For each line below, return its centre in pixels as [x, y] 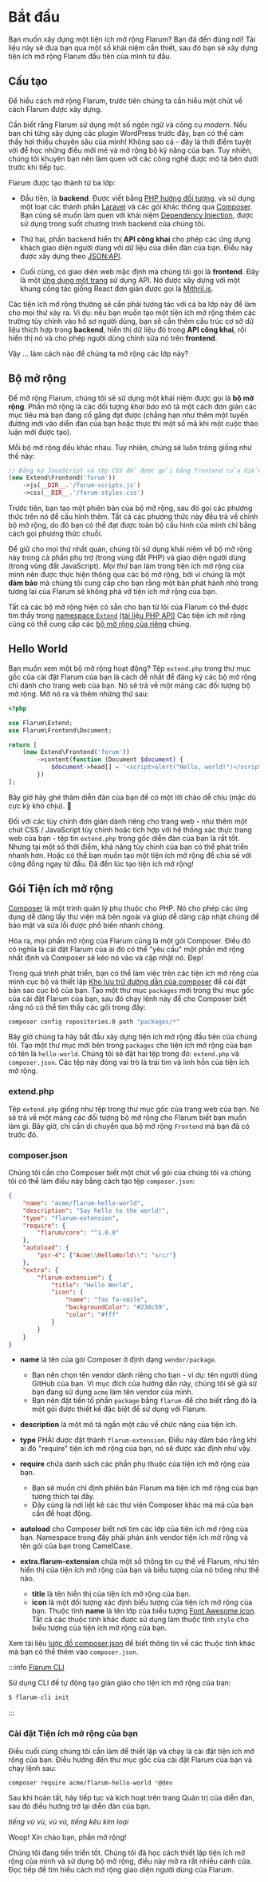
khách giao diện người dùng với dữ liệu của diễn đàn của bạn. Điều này [136, 247]
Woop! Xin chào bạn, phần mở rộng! [67, 1837]
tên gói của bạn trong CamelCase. [76, 1546]
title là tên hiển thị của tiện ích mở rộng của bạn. [111, 1594]
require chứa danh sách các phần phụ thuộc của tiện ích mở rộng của [134, 1464]
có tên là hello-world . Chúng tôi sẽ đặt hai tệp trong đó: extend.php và [124, 1054]
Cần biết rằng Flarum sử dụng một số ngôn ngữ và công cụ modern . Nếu [128, 125]
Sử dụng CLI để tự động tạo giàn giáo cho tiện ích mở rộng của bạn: [120, 1683]
